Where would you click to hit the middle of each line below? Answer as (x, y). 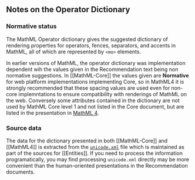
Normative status (31, 26)
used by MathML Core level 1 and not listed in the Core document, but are (95, 106)
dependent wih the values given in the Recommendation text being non (92, 69)
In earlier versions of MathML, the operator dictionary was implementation (96, 63)
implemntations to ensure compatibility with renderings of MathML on (102, 94)
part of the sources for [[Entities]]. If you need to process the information (95, 153)
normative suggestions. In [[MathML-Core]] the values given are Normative (97, 75)
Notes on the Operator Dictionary (68, 10)
